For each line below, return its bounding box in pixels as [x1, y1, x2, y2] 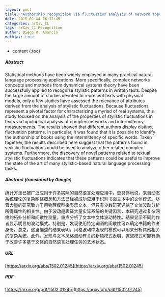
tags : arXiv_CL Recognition [5, 26, 63, 30]
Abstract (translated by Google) [5, 177, 72, 183]
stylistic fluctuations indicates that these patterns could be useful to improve [5, 155, 160, 161]
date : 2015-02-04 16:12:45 [5, 16, 60, 21]
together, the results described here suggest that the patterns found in [5, 139, 148, 145]
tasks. [5, 165, 18, 171]
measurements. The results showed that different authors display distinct [5, 124, 153, 130]
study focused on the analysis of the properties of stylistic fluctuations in [5, 113, 153, 119]
